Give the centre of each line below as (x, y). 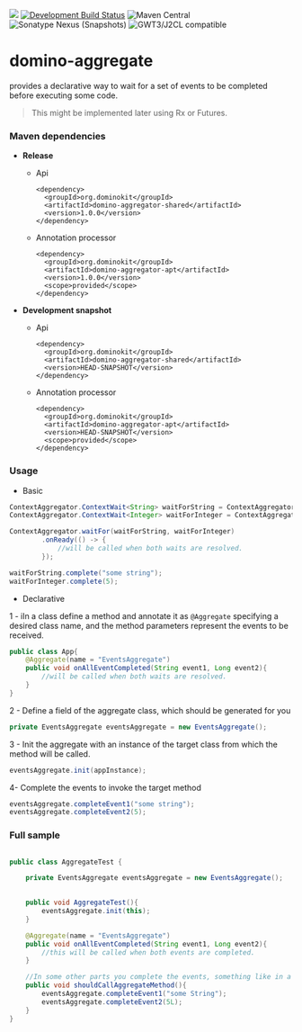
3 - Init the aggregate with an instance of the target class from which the (144, 744)
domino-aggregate (81, 61)
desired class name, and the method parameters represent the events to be (149, 625)
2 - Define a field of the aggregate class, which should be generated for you (150, 710)
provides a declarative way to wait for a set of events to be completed (138, 85)
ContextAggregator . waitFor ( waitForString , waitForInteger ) (122, 532)
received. (27, 635)
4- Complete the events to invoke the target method (106, 787)
